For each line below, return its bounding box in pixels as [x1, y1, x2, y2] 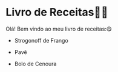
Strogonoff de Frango [14, 37, 69, 44]
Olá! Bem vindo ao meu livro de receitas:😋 [5, 25, 113, 32]
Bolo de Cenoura [14, 60, 57, 67]
